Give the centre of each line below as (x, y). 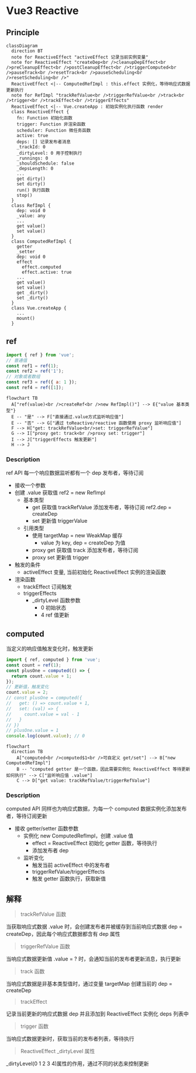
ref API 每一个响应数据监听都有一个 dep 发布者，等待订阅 (75, 473)
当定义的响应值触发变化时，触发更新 (50, 649)
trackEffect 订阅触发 (47, 587)
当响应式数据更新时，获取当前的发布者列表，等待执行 (70, 1039)
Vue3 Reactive (42, 11)
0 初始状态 (53, 608)
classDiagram (22, 46)
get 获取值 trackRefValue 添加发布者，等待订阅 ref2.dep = (102, 507)
